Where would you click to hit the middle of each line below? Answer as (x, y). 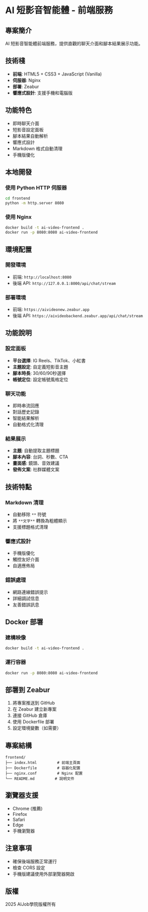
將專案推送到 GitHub (34, 703)
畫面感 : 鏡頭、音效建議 (36, 463)
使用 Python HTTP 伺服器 (36, 188)
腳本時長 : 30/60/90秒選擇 (39, 373)
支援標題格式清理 (30, 527)
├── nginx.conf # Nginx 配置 (44, 774)
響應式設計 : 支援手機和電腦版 (43, 93)
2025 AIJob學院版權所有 (31, 904)
